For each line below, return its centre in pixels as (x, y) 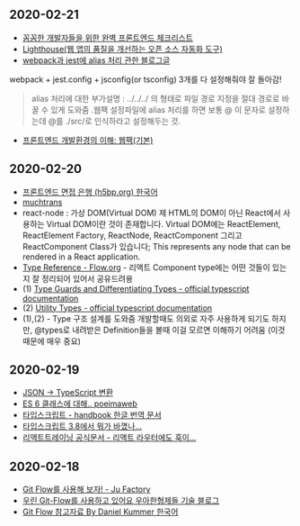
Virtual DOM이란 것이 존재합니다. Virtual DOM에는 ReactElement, (163, 223)
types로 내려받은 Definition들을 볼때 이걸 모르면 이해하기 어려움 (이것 (163, 330)
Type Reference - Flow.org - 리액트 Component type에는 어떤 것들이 (146, 267)
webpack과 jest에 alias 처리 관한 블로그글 (96, 60)
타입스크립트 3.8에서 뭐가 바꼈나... (82, 426)
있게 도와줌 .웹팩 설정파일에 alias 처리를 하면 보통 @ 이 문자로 (159, 109)
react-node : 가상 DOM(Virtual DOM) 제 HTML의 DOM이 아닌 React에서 (151, 213)
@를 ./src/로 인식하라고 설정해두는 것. (115, 121)
